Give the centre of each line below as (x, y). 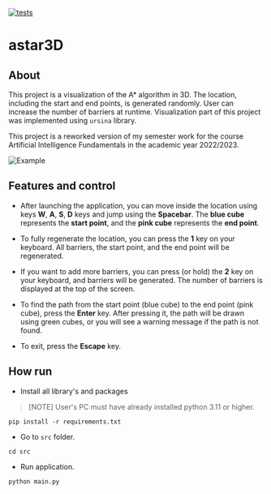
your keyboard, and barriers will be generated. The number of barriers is (142, 280)
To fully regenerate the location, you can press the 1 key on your (127, 238)
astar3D (36, 45)
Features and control (62, 186)
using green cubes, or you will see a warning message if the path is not (139, 321)
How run (30, 372)
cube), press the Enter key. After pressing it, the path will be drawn (132, 313)
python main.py (34, 481)
